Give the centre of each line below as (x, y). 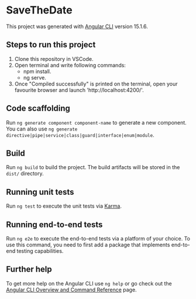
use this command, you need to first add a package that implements (88, 245)
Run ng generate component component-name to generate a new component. (97, 122)
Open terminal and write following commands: (70, 65)
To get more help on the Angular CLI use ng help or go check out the (89, 283)
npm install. (37, 71)
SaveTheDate (39, 10)
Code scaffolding (38, 109)
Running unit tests (40, 192)
